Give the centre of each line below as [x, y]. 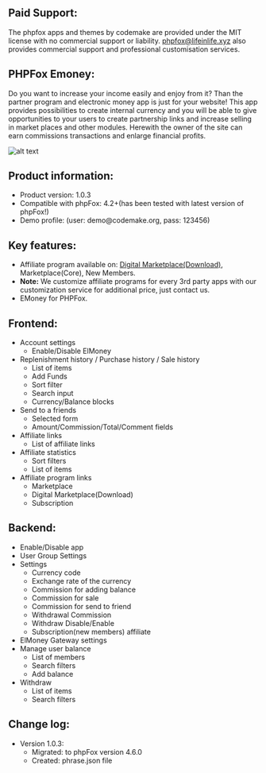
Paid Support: [43, 13]
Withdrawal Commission [71, 615]
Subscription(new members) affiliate [91, 631]
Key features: [42, 245]
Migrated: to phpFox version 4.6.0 [87, 752]
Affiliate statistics [48, 453]
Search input [52, 394]
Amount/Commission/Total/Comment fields [102, 427]
